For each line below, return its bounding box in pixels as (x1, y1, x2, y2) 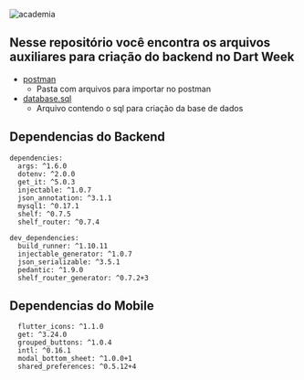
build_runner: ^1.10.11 (17, 241, 108, 250)
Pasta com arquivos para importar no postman (36, 83, 212, 94)
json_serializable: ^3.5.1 (17, 257, 121, 267)
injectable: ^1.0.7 (17, 185, 92, 195)
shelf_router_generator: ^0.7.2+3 (17, 273, 149, 282)
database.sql (22, 92, 72, 104)
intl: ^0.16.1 (17, 346, 71, 355)
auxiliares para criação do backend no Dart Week (9, 49, 295, 65)
